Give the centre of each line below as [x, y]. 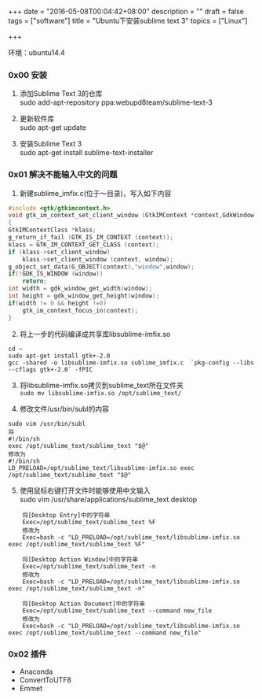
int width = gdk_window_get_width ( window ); [80, 289]
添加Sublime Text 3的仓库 [61, 94]
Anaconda [36, 671]
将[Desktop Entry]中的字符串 [66, 515]
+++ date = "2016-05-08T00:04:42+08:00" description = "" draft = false [126, 11]
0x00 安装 [28, 75]
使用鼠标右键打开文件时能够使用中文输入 [85, 490]
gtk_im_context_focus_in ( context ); [80, 310]
